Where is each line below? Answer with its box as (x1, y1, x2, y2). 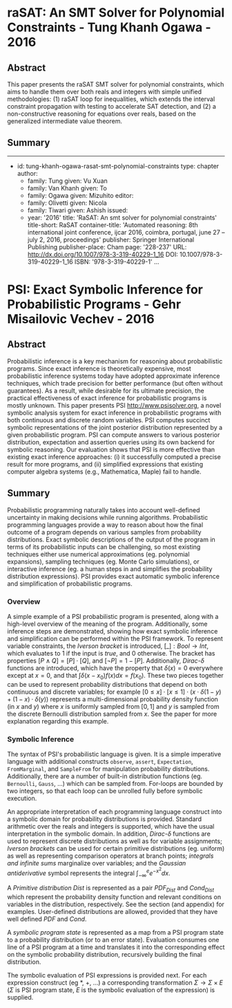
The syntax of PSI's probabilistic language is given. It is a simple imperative (7, 750, 222, 759)
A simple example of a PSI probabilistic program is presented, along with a (7, 612, 219, 620)
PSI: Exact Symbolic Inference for (7, 282, 204, 297)
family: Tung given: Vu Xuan (27, 177, 108, 185)
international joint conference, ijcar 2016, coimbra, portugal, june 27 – (27, 228, 225, 236)
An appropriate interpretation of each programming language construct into (7, 808, 222, 816)
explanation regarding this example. (7, 717, 109, 725)
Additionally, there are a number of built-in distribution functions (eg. (7, 772, 202, 780)
